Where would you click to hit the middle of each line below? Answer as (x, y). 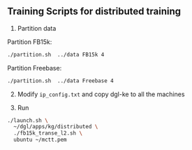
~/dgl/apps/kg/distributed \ (56, 127)
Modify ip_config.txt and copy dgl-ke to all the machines (101, 94)
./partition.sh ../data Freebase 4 (60, 81)
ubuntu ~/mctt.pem (40, 140)
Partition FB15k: (30, 42)
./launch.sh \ (28, 120)
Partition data (37, 28)
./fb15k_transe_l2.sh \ (48, 133)
